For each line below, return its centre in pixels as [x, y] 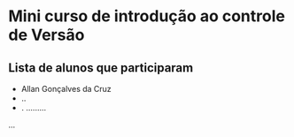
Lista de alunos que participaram [101, 68]
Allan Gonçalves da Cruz [66, 89]
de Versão [46, 35]
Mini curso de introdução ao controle [147, 16]
